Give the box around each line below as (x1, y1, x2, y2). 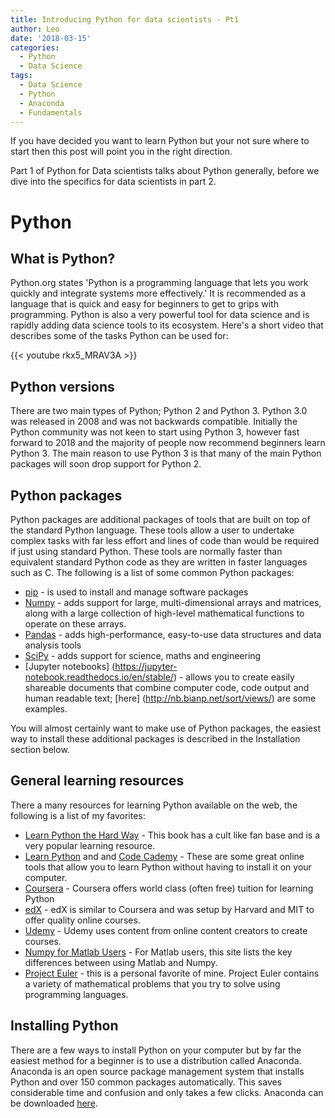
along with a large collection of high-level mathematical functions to (24, 607, 305, 619)
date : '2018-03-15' (10, 33, 92, 43)
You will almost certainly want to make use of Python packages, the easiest (10, 722, 321, 734)
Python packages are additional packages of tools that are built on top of (10, 514, 311, 525)
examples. (24, 703, 68, 715)
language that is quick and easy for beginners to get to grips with (10, 298, 279, 310)
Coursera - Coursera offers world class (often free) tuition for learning (24, 882, 314, 894)
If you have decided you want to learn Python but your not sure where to (10, 135, 310, 147)
